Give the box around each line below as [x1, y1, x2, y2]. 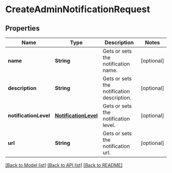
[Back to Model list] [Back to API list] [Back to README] [5, 162, 123, 168]
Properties [5, 24, 40, 33]
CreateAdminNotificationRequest [5, 4, 150, 15]
